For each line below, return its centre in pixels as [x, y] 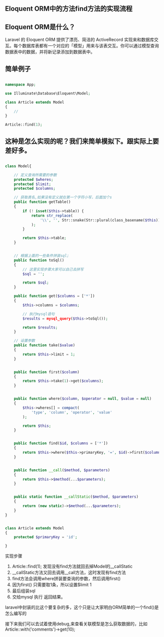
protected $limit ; [32, 184]
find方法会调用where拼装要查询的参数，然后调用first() [66, 579]
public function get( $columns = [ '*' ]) [54, 296]
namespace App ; [20, 85]
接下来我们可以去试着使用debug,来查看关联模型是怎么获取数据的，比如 [76, 624]
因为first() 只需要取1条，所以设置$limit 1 [52, 585]
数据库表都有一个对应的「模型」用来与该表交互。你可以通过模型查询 [90, 46]
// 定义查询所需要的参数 [35, 175]
